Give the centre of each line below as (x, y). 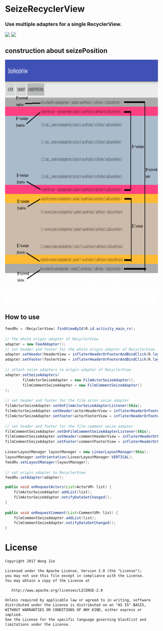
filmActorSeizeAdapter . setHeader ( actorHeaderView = (58, 411)
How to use (22, 317)
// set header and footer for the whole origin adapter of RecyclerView (80, 349)
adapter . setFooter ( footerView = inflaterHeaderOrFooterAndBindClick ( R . (79, 360)
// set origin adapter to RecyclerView (45, 473)
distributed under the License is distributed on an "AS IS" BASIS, (76, 605)
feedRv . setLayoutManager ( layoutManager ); (48, 462)
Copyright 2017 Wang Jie (30, 561)
